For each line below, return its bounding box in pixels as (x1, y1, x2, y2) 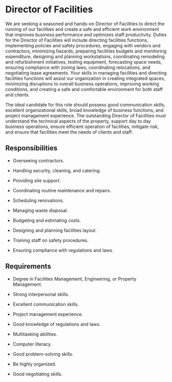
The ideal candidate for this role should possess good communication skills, (5, 101, 165, 107)
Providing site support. (12, 177, 61, 184)
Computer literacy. (12, 341, 52, 347)
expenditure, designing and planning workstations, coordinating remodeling (5, 53, 165, 60)
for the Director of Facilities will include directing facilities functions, (5, 37, 148, 43)
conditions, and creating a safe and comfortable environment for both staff (5, 86, 163, 92)
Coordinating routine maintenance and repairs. (12, 187, 112, 193)
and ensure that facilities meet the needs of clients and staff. (5, 129, 133, 135)
